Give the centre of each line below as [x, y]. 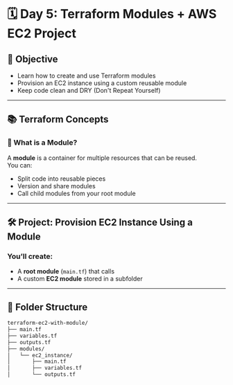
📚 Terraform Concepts [58, 119]
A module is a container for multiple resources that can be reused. [102, 158]
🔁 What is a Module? [42, 143]
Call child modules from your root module [77, 193]
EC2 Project [42, 34]
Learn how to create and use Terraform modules [86, 75]
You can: [20, 165]
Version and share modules [56, 186]
